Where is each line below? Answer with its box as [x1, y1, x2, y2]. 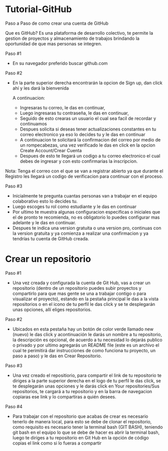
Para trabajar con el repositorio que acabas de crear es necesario [12, 413, 148, 419]
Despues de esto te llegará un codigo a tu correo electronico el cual [20, 153, 160, 159]
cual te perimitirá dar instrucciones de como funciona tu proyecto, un [12, 347, 156, 353]
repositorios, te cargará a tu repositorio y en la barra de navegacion [12, 388, 152, 394]
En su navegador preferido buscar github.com [12, 60, 108, 66]
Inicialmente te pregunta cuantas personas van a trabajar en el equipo [12, 192, 157, 199]
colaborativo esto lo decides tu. [12, 198, 78, 204]
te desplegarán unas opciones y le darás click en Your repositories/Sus [12, 383, 159, 389]
